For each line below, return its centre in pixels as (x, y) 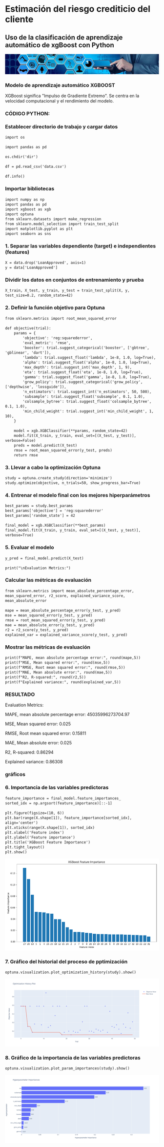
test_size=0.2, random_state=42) (39, 296)
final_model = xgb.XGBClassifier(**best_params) (55, 526)
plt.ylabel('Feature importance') (40, 837)
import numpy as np (25, 199)
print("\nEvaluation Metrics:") (38, 568)
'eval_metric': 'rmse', (47, 343)
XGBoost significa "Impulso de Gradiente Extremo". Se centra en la (72, 96)
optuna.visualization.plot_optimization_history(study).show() (71, 972)
